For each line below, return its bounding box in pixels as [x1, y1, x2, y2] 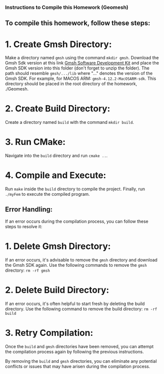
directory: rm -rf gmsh [5, 267, 50, 273]
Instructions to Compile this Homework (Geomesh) [5, 4, 129, 11]
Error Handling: [5, 205, 53, 214]
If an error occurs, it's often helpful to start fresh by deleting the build [5, 301, 145, 306]
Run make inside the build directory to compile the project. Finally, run [5, 186, 145, 192]
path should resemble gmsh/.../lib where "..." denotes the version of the [5, 70, 153, 76]
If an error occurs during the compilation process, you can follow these [5, 218, 148, 224]
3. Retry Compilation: [5, 327, 94, 338]
